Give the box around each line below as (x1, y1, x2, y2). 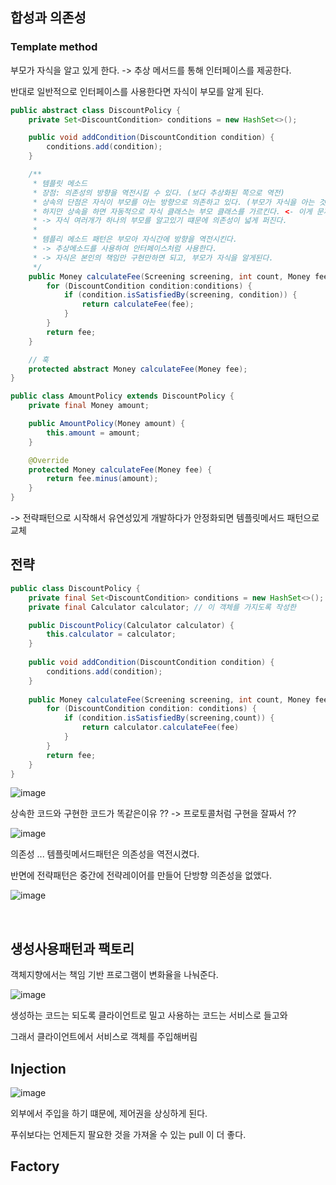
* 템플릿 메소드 (32, 178, 88, 188)
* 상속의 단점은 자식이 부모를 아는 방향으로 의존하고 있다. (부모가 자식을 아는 (32, 197, 315, 207)
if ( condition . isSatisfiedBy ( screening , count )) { (63, 713, 275, 723)
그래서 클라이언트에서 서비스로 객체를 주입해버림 (10, 1031, 198, 1043)
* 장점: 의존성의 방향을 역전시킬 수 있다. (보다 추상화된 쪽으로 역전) (32, 188, 285, 198)
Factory (10, 1158, 60, 1175)
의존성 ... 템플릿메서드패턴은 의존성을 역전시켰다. (10, 848, 200, 860)
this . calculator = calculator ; (46, 629, 177, 640)
